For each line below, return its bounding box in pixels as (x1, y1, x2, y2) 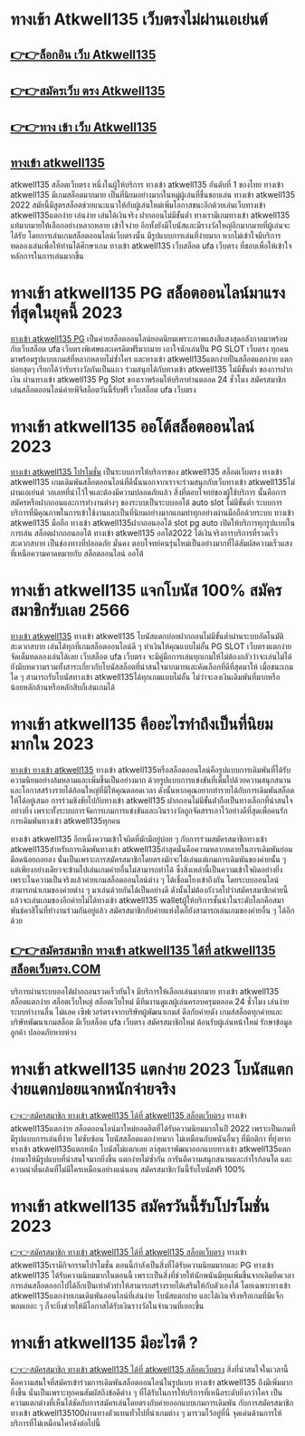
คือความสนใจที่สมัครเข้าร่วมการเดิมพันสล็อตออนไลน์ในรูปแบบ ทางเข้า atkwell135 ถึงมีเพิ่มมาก (10, 1376, 293, 1387)
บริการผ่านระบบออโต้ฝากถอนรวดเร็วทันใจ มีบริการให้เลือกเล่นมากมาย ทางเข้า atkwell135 (10, 985, 280, 996)
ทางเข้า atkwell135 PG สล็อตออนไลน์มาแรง (10, 283, 286, 304)
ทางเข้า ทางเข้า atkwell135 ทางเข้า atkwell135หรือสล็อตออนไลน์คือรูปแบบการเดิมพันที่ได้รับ (10, 764, 291, 775)
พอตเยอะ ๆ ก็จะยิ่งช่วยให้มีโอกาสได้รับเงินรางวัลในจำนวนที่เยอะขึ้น (10, 1300, 205, 1311)
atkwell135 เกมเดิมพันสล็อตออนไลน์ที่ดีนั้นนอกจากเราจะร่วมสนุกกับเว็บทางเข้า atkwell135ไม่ (10, 477, 295, 488)
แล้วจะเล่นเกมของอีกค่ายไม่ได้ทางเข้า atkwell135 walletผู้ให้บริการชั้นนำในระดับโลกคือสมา (10, 894, 284, 906)
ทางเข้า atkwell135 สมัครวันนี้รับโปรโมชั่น (10, 1196, 270, 1217)
